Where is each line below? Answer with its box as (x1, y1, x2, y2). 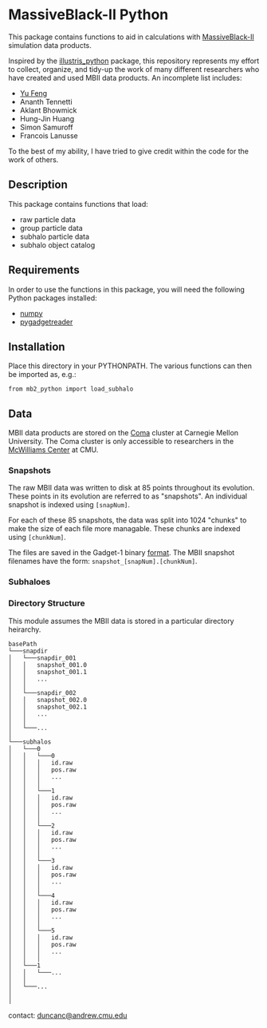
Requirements (8, 264, 80, 277)
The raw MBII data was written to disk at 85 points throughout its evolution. (8, 483, 255, 493)
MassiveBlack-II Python (8, 6, 169, 24)
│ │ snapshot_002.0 (8, 696, 88, 704)
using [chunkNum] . (8, 533, 66, 542)
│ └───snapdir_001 (8, 653, 77, 662)
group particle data (19, 223, 84, 232)
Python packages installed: (8, 293, 97, 303)
